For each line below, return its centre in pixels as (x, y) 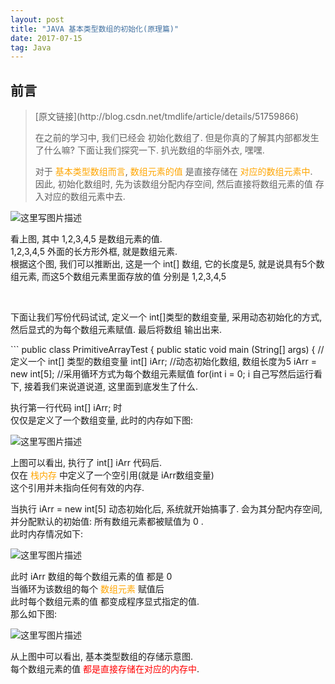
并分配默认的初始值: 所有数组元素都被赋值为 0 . (107, 522)
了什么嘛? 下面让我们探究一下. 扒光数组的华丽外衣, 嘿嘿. (149, 150)
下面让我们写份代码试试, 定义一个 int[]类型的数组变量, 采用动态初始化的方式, (166, 317)
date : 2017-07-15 (46, 38)
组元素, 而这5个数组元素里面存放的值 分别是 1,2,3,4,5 (118, 277)
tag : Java (31, 47)
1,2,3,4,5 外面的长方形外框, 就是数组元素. (94, 252)
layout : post (37, 19)
